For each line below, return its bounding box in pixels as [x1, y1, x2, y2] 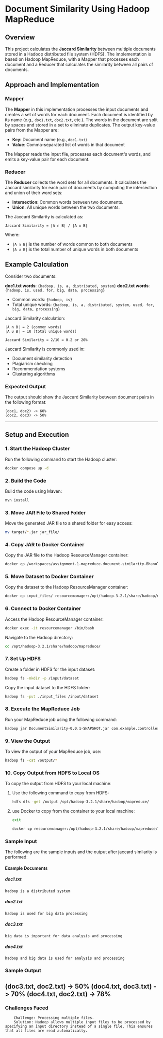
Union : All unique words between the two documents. [12, 204, 120, 210]
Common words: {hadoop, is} [12, 296, 73, 302]
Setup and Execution [5, 430, 69, 439]
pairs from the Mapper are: [5, 127, 59, 133]
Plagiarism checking [12, 360, 53, 366]
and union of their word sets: [5, 190, 63, 196]
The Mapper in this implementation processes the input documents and [5, 106, 148, 112]
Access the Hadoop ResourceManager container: [5, 616, 104, 622]
